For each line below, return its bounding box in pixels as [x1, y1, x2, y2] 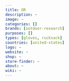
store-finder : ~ [5, 59, 40, 64]
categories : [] [5, 21, 38, 27]
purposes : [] [5, 31, 33, 36]
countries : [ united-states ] [5, 40, 65, 45]
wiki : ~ [5, 68, 22, 73]
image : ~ [5, 17, 24, 22]
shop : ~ [5, 54, 22, 59]
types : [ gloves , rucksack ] [5, 36, 62, 41]
